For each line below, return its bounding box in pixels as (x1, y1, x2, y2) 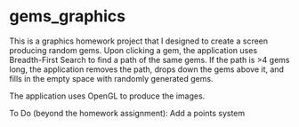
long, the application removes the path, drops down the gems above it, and (9, 64, 285, 75)
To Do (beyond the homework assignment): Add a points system (9, 107, 246, 118)
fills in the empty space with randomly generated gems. (9, 73, 214, 83)
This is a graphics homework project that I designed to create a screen (9, 36, 269, 46)
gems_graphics (9, 6, 126, 27)
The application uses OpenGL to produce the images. (9, 91, 206, 101)
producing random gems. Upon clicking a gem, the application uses (9, 44, 258, 55)
